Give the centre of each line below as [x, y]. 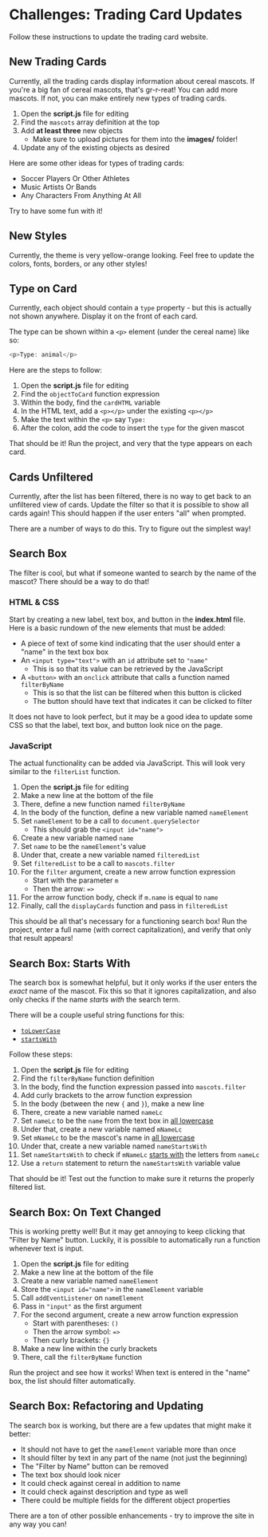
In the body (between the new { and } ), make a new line [112, 1104]
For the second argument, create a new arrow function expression [129, 1315]
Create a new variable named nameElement [89, 1281]
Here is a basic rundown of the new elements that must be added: [118, 628]
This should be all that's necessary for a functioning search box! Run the [128, 921]
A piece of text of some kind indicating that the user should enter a [130, 643]
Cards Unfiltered [51, 477]
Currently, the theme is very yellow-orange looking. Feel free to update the [132, 255]
